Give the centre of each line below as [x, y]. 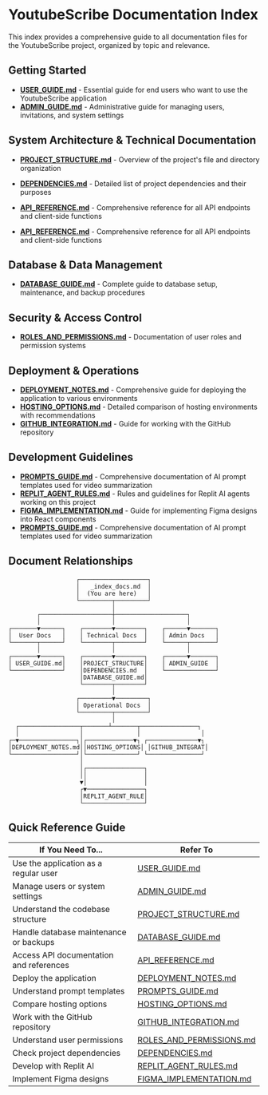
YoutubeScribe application [63, 98]
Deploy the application [55, 978]
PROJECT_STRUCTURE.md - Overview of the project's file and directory [140, 159]
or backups [33, 942]
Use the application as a [57, 863]
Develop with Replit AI [53, 1066]
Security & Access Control [75, 317]
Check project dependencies [67, 1053]
